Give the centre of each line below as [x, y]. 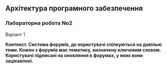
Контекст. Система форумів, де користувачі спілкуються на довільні [83, 44]
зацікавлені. [19, 61]
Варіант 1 [15, 34]
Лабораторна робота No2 [39, 23]
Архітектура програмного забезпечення [74, 8]
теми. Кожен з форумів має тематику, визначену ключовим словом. [83, 50]
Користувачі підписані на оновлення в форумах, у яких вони [74, 55]
